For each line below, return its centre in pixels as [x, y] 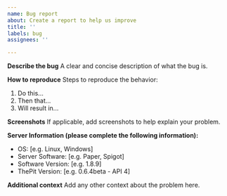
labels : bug [25, 33]
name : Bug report [33, 14]
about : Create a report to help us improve [72, 20]
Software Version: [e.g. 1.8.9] [59, 164]
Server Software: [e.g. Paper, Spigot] [71, 157]
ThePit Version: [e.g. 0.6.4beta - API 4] [74, 171]
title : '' [22, 27]
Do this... [30, 93]
